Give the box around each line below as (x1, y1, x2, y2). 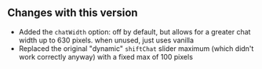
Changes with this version (7, 6, 138, 20)
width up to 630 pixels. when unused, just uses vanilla (18, 35, 194, 45)
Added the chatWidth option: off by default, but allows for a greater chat (18, 27, 251, 36)
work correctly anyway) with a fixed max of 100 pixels (18, 52, 194, 61)
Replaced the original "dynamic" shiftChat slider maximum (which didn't (18, 43, 254, 53)
